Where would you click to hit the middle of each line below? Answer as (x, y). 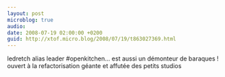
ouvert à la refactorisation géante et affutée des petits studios (94, 66)
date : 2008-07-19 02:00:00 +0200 (55, 33)
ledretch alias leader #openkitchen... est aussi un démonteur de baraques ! (113, 58)
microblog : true (30, 20)
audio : (16, 26)
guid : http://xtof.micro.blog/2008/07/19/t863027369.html (92, 39)
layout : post (26, 13)
